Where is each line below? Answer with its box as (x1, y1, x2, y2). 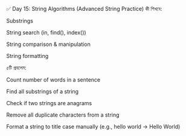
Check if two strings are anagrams (6, 100, 92, 106)
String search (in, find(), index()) (6, 29, 86, 36)
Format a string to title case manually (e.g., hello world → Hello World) (6, 123, 181, 130)
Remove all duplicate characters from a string (6, 111, 120, 118)
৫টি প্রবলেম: (6, 64, 27, 71)
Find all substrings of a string (6, 88, 79, 95)
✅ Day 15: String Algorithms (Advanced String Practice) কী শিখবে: (6, 5, 162, 12)
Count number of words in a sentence (6, 76, 101, 83)
